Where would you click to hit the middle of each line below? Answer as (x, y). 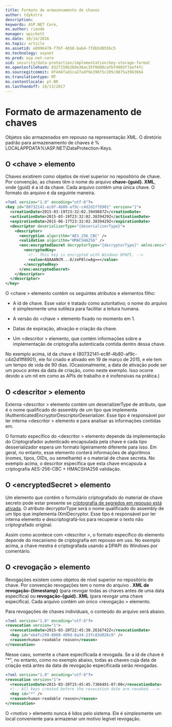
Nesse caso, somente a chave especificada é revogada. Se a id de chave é (85, 654)
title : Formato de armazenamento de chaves (53, 10)
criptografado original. (29, 525)
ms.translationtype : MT (31, 77)
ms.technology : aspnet (30, 53)
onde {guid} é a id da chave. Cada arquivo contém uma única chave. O (80, 188)
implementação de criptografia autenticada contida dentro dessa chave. (89, 344)
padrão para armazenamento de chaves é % (52, 142)
